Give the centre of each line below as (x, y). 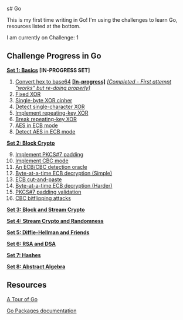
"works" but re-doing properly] (52, 88)
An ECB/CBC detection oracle (51, 166)
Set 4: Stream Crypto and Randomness (55, 221)
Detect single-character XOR (50, 106)
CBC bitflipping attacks (43, 198)
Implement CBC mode (42, 161)
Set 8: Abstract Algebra (36, 266)
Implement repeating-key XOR (52, 113)
